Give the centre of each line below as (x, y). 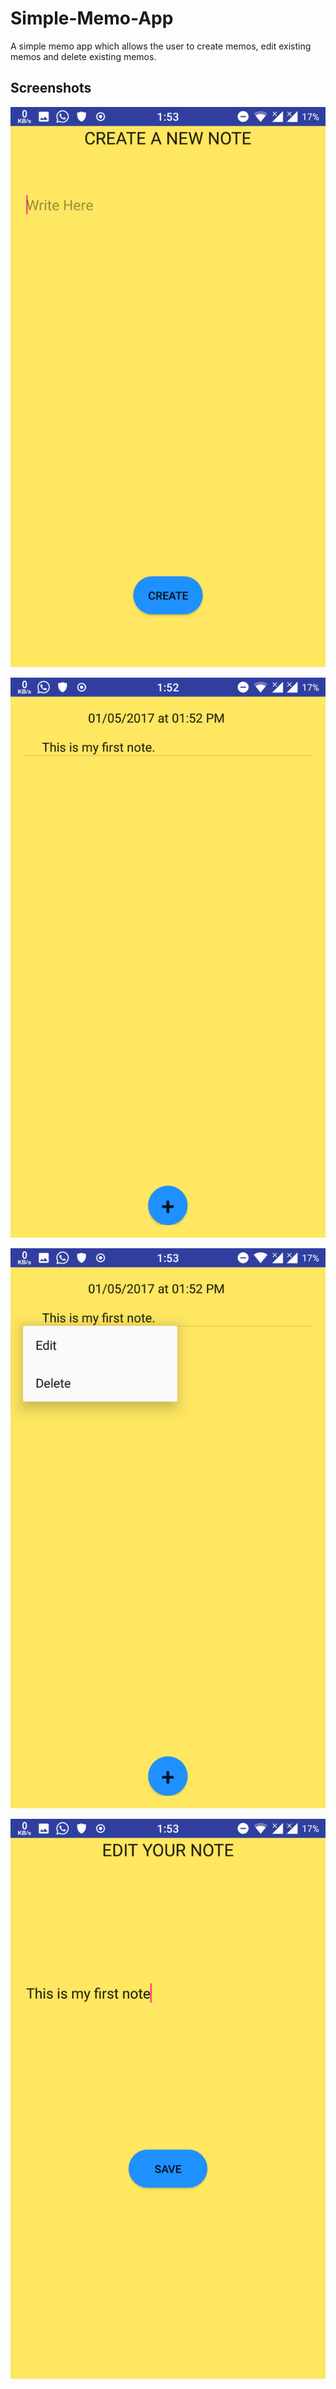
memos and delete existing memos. (83, 56)
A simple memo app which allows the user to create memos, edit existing (161, 46)
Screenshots (51, 88)
